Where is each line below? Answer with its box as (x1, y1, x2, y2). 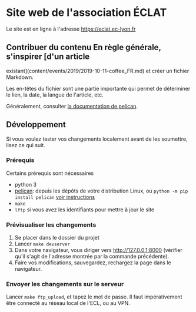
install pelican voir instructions (14, 193, 95, 200)
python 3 (14, 181, 37, 188)
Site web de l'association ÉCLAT (6, 6, 167, 19)
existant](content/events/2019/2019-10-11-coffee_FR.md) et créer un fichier (6, 67, 190, 74)
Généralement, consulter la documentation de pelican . (6, 102, 138, 109)
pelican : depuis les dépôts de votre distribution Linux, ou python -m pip (14, 187, 188, 194)
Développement (6, 120, 67, 130)
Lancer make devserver (14, 240, 71, 247)
